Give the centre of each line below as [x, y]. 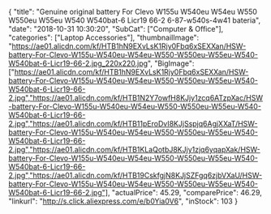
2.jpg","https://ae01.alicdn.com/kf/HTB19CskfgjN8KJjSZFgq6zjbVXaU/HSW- [135, 175]
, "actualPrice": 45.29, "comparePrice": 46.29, [185, 193]
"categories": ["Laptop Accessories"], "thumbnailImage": [104, 37]
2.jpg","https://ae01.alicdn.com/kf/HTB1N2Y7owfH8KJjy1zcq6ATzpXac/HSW [136, 98]
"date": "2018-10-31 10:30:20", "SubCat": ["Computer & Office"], [116, 29]
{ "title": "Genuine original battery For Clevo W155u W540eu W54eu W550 [133, 12]
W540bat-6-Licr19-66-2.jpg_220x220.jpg [78, 63]
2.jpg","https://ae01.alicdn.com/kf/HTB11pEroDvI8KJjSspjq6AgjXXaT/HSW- [133, 124]
